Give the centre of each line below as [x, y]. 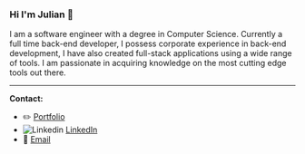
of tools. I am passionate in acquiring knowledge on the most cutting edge [148, 63]
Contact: [26, 99]
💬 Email [37, 140]
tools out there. [38, 72]
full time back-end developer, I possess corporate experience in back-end [148, 43]
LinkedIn [82, 130]
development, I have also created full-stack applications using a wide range [151, 53]
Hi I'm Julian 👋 [42, 14]
